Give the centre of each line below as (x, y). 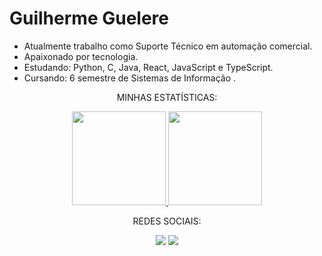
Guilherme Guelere (89, 18)
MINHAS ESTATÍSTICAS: (167, 97)
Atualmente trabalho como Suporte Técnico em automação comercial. (168, 46)
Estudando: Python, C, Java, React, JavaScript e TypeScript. (148, 67)
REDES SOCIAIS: (167, 221)
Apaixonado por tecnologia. (81, 56)
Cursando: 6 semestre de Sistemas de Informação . (130, 78)
